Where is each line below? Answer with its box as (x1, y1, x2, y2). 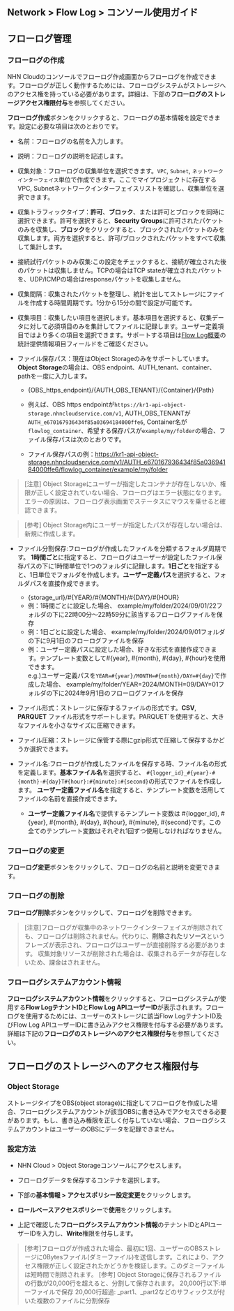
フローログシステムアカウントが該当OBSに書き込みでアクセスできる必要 (19, 1107, 227, 1115)
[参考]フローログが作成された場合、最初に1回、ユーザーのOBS (24, 1244, 203, 1252)
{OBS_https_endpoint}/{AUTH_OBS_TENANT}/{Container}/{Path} (27, 386, 214, 395)
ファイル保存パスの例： (27, 450, 95, 459)
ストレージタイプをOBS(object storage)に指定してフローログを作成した (7, 1099, 212, 1107)
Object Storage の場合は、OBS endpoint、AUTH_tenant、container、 (17, 363, 216, 372)
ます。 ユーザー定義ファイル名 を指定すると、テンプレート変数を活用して (17, 786, 226, 794)
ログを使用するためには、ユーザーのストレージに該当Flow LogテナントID (7, 1011, 217, 1020)
